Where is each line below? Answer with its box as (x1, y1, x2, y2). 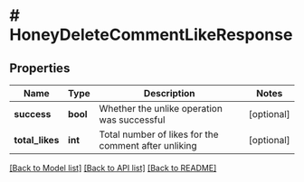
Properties (9, 60, 71, 76)
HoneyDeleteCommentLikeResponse (9, 24, 293, 45)
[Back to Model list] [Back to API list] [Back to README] (9, 163, 217, 173)
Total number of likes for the (99, 128, 219, 141)
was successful (99, 114, 166, 126)
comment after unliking (99, 140, 197, 151)
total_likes (14, 134, 60, 146)
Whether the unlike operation (99, 103, 223, 114)
